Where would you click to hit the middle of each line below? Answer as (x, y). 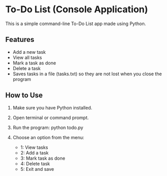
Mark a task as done (34, 63)
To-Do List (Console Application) (77, 9)
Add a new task (29, 52)
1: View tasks (34, 147)
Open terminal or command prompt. (51, 117)
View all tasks (27, 57)
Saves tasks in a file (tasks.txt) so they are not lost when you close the (87, 74)
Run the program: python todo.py (48, 127)
